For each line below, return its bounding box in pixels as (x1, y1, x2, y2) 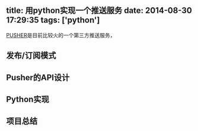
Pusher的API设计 (6, 73, 70, 83)
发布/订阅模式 (6, 51, 56, 61)
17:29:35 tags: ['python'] (6, 15, 100, 25)
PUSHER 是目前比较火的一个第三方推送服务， (6, 31, 116, 38)
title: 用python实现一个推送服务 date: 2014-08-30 (6, 5, 193, 16)
